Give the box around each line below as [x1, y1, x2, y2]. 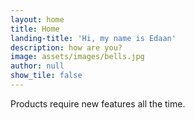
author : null [10, 61, 65, 71]
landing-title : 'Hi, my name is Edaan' [10, 33, 177, 43]
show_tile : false [10, 71, 83, 81]
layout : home [10, 14, 65, 25]
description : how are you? [10, 42, 123, 53]
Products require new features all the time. [10, 97, 186, 110]
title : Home [10, 24, 60, 34]
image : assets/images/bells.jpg [10, 52, 145, 62]
